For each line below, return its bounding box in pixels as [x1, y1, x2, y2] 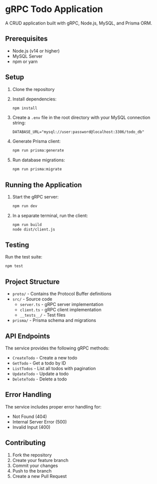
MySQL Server [12, 53, 43, 59]
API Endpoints [5, 331, 50, 340]
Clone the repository [12, 86, 55, 92]
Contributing [5, 438, 46, 447]
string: [12, 120, 26, 126]
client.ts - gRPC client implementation [19, 306, 102, 313]
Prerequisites [5, 34, 48, 43]
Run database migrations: [12, 157, 65, 163]
